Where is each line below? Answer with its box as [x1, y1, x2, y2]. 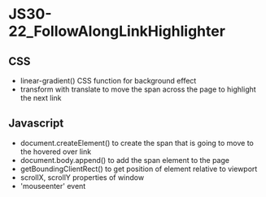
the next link [20, 93, 63, 102]
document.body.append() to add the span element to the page [20, 155, 230, 165]
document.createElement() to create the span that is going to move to [20, 138, 255, 148]
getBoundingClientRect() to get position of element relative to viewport [20, 164, 258, 173]
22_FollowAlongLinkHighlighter [8, 22, 226, 41]
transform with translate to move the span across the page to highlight [20, 84, 256, 94]
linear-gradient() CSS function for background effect [20, 76, 197, 85]
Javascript [8, 117, 64, 131]
